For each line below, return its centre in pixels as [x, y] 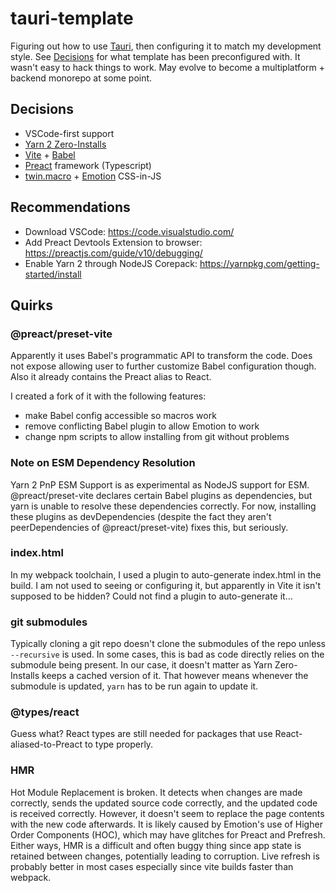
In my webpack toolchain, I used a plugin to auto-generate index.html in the [166, 574]
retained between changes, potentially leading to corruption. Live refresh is [165, 856]
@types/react [45, 712]
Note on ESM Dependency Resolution [103, 463]
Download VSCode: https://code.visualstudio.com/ [129, 231]
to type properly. [119, 744]
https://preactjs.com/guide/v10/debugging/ [113, 253]
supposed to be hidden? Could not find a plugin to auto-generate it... [151, 596]
